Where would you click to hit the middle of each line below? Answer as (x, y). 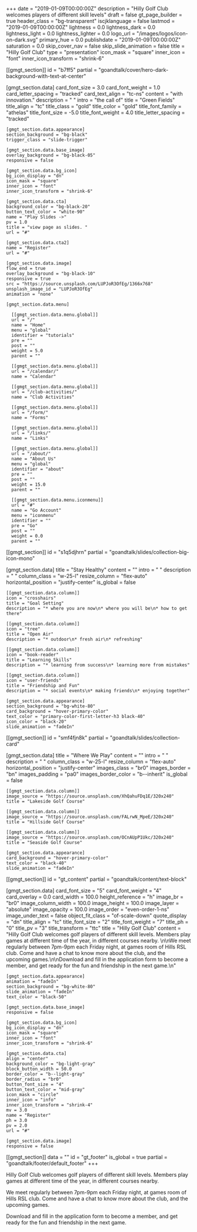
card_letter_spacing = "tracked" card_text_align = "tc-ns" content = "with (94, 94)
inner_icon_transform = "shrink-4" (50, 1105)
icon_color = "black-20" (36, 722)
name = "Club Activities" (43, 397)
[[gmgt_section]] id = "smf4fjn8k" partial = (57, 738)
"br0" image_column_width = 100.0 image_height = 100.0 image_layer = (93, 903)
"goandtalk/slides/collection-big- (149, 552)
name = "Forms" (30, 418)
